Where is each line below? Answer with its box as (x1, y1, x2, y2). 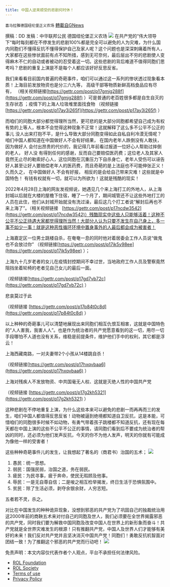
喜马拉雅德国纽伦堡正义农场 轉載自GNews (5, 22, 84, 28)
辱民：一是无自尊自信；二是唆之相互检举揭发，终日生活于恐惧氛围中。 (12, 479, 159, 485)
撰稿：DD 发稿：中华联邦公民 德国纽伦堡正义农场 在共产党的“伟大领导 (5, 33, 157, 39)
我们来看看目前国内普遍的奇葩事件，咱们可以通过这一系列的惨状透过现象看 (5, 75, 160, 81)
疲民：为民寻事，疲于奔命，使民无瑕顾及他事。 (12, 472, 110, 478)
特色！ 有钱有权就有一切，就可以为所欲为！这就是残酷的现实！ (9, 175, 140, 181)
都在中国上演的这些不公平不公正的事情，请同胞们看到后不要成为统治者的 (9, 425, 160, 431)
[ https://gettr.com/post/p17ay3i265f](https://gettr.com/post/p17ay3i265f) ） (5, 107, 163, 113)
